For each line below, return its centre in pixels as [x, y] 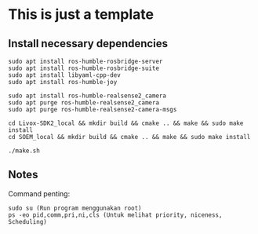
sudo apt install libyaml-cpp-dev [65, 75]
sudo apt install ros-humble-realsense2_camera [87, 96]
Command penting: [39, 193]
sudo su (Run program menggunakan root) [75, 208]
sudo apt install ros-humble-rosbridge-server [85, 61]
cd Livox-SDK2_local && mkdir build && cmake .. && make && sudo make [126, 123]
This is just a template [81, 15]
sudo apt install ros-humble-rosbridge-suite [84, 68]
